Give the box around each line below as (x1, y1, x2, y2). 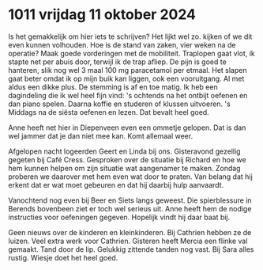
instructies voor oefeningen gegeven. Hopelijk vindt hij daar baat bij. (8, 212, 231, 222)
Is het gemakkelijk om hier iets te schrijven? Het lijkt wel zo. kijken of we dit (8, 32, 253, 41)
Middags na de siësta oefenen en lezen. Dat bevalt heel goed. (8, 107, 209, 116)
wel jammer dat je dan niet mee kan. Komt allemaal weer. (8, 131, 193, 140)
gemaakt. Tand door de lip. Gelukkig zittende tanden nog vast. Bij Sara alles (8, 244, 254, 254)
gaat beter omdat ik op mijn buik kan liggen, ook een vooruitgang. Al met (8, 74, 245, 83)
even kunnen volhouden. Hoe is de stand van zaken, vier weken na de (8, 40, 236, 49)
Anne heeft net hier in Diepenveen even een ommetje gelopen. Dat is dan (8, 123, 246, 132)
